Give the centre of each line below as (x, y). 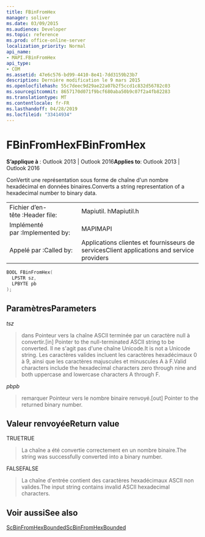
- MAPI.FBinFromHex (31, 58)
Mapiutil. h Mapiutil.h (110, 211)
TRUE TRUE (20, 438)
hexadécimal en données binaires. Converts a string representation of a (95, 187)
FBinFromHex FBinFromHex (76, 145)
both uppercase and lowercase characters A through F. (91, 374)
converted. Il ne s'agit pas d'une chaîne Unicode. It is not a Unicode (106, 348)
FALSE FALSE (22, 468)
